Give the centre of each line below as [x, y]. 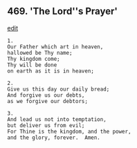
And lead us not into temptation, [57, 119]
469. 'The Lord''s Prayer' [62, 11]
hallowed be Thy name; [40, 53]
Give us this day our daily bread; [58, 89]
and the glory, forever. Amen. [54, 138]
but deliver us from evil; [46, 125]
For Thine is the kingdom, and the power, [69, 131]
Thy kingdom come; [34, 59]
